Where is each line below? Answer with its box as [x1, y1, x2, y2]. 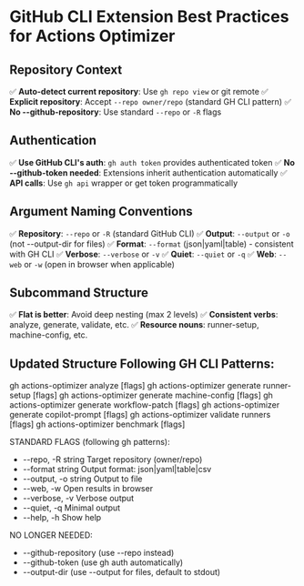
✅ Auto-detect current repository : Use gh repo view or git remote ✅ [9, 86, 269, 96]
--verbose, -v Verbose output [22, 493, 135, 504]
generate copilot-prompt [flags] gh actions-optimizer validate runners [9, 409, 271, 420]
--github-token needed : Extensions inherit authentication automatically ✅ [9, 167, 288, 178]
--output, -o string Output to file [22, 473, 143, 484]
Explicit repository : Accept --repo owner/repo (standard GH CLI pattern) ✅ [9, 96, 292, 106]
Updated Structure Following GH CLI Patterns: [9, 356, 275, 371]
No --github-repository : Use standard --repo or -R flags [9, 106, 222, 117]
